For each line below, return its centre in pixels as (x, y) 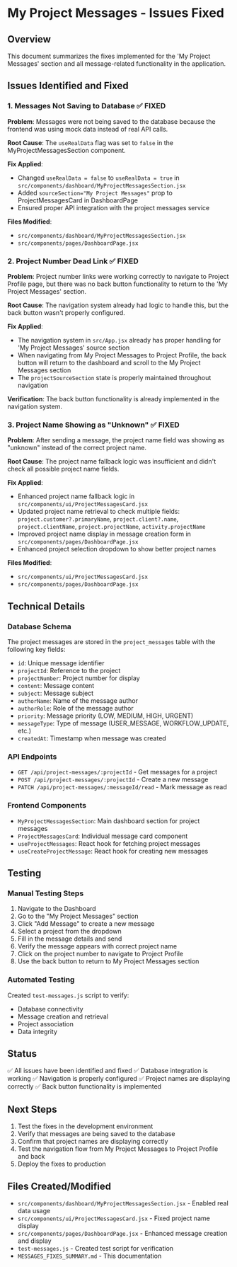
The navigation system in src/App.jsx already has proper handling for (119, 340)
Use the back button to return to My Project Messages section (108, 961)
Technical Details (46, 606)
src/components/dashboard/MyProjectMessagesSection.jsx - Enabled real (123, 1203)
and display (34, 1241)
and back (31, 1157)
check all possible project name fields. (63, 469)
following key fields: (36, 649)
